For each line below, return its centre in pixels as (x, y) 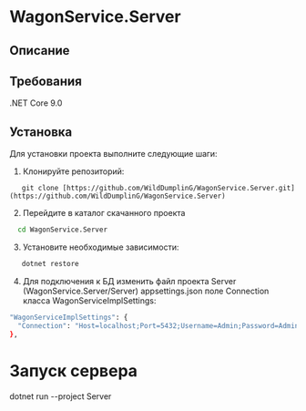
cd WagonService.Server (62, 230)
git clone (40, 189)
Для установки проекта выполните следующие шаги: (113, 154)
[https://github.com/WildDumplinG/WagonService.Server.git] (179, 189)
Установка (41, 132)
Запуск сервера (74, 370)
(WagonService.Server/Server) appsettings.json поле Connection (146, 291)
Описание (40, 51)
